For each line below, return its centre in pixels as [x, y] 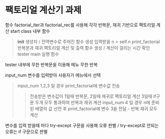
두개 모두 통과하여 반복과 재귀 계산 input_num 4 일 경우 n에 [93, 102]
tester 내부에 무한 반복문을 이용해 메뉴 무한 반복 [51, 65]
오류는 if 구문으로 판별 [27, 132]
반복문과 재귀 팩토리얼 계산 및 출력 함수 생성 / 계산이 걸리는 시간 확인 [83, 48]
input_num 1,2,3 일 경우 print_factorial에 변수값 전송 [69, 85]
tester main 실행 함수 [38, 54]
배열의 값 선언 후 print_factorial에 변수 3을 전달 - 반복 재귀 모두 [96, 108]
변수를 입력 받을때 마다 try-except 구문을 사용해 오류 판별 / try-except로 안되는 [82, 125]
